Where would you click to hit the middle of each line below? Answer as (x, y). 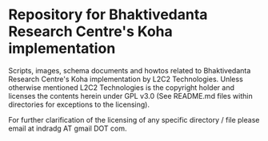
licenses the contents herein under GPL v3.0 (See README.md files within (131, 96)
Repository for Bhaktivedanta (108, 15)
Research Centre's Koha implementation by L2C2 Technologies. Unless (126, 79)
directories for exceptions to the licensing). (79, 104)
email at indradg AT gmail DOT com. (68, 128)
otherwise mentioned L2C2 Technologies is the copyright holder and (121, 87)
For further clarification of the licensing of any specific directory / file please (134, 119)
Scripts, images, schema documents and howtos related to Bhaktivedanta (130, 70)
